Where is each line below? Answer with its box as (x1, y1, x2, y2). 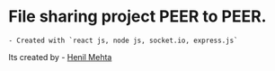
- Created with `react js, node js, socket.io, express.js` (8, 36, 239, 45)
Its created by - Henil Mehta (8, 51, 112, 62)
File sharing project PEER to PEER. (8, 6, 267, 27)
